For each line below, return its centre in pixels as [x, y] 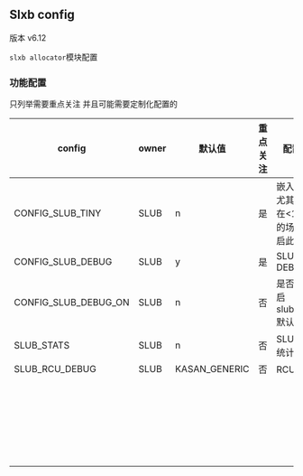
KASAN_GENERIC [212, 369]
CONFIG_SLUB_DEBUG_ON [72, 303]
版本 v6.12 [28, 37]
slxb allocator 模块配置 [54, 57]
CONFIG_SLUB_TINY [58, 213]
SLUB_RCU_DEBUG [55, 369]
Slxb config [42, 15]
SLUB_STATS [42, 345]
